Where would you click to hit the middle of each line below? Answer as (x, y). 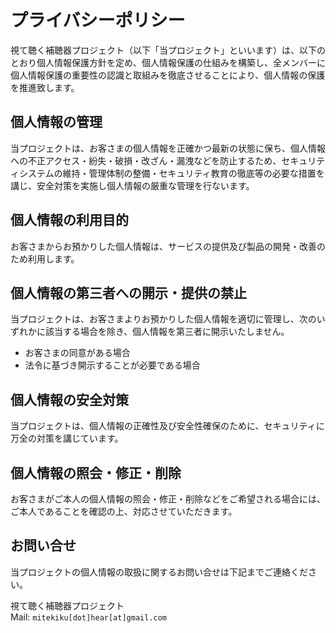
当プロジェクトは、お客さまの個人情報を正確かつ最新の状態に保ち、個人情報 (168, 148)
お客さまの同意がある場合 (77, 353)
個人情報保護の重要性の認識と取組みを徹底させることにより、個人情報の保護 (168, 75)
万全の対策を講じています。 (67, 438)
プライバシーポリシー (98, 20)
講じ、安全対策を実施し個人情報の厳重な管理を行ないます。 (132, 185)
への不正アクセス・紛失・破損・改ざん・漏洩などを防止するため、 (146, 160)
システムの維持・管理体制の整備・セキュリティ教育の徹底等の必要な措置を (171, 173)
